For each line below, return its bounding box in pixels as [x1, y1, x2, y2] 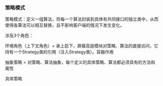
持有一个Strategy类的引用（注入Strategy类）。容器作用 [5, 49, 114, 55]
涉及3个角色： [5, 33, 34, 38]
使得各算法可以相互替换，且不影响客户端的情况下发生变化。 [5, 22, 125, 28]
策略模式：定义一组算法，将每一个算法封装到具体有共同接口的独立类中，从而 [5, 16, 159, 22]
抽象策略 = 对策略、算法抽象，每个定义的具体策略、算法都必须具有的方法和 [5, 59, 156, 65]
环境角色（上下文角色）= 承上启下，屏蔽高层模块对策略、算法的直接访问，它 [5, 43, 159, 49]
